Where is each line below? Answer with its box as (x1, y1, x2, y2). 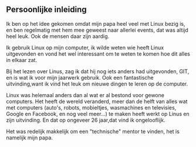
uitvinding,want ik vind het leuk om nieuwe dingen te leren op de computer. (6, 80, 188, 87)
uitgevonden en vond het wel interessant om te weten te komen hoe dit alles (6, 50, 191, 57)
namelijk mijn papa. (6, 134, 53, 141)
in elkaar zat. (6, 56, 37, 63)
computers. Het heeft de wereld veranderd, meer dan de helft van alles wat (6, 98, 188, 105)
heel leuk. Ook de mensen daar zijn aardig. (6, 32, 110, 40)
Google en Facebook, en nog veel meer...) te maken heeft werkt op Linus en (6, 110, 190, 117)
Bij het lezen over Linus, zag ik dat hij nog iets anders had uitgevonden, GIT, (6, 67, 190, 75)
